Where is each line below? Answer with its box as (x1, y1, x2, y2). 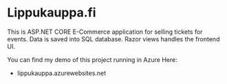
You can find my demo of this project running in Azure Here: (7, 55, 177, 63)
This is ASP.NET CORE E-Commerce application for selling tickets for (7, 28, 203, 36)
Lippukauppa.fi (7, 5, 96, 21)
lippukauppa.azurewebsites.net (17, 69, 107, 77)
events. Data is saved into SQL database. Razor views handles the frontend (7, 34, 220, 43)
